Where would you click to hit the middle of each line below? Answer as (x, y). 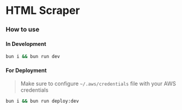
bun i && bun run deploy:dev (42, 101)
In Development (26, 44)
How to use (23, 30)
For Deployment (26, 70)
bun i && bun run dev (33, 57)
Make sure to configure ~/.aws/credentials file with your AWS (98, 84)
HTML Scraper (43, 11)
